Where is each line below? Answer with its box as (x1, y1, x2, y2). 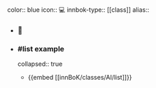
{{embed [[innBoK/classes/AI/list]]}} (27, 73, 132, 82)
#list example (17, 44, 65, 53)
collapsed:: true (17, 60, 63, 68)
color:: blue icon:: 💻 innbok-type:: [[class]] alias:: (7, 6, 150, 14)
